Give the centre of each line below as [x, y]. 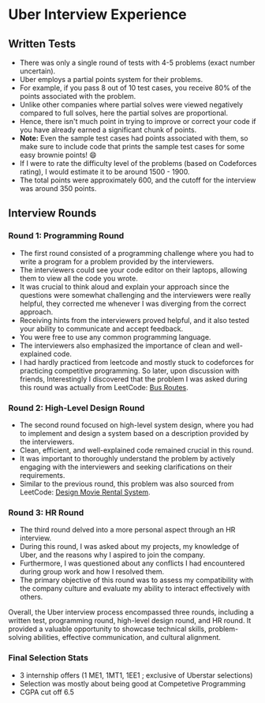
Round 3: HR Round [46, 513]
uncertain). [37, 71]
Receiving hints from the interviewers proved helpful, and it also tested [134, 320]
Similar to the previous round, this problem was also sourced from [127, 483]
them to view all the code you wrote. [78, 278]
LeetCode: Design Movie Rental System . [85, 492]
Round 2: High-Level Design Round [77, 408]
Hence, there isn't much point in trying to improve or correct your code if [138, 121]
